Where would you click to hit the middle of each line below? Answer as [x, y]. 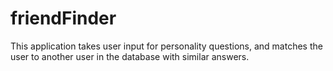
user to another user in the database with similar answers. [130, 56]
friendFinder [63, 18]
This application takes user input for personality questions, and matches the [166, 46]
